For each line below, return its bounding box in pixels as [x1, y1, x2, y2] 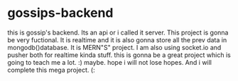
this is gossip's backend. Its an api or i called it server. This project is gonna [7, 28, 229, 37]
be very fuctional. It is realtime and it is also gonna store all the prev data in [7, 35, 227, 44]
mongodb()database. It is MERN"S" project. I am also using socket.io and [7, 43, 222, 51]
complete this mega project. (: [7, 66, 95, 74]
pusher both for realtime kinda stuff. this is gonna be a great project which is [7, 51, 231, 59]
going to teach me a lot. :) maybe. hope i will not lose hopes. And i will [7, 58, 212, 66]
